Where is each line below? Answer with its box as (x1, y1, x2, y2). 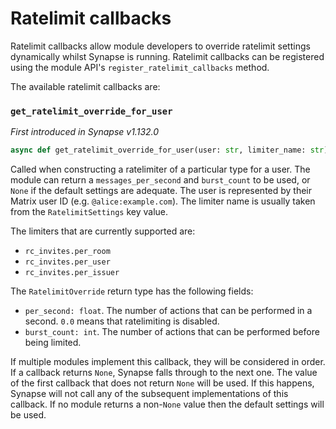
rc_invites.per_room (24, 247, 111, 257)
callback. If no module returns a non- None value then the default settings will (10, 398, 325, 411)
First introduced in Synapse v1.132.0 (10, 126, 160, 138)
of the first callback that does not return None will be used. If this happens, (10, 377, 315, 389)
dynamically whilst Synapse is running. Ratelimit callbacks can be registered (10, 50, 325, 62)
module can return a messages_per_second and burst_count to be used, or (10, 174, 311, 186)
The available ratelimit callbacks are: (10, 80, 161, 92)
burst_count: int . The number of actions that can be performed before (24, 326, 320, 338)
